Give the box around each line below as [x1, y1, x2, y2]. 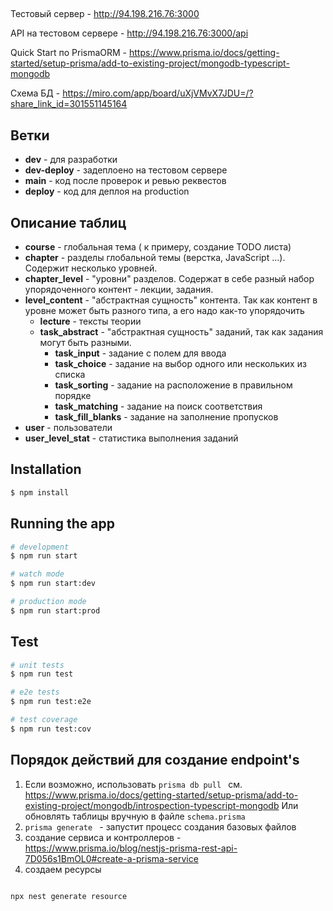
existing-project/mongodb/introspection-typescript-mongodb [24, 799, 280, 811]
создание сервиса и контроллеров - [24, 831, 182, 843]
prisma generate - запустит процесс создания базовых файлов [24, 820, 297, 833]
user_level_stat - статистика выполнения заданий [24, 432, 239, 444]
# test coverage [10, 715, 78, 725]
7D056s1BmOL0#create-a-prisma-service [24, 852, 199, 864]
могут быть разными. [39, 337, 132, 349]
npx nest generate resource [10, 891, 128, 901]
